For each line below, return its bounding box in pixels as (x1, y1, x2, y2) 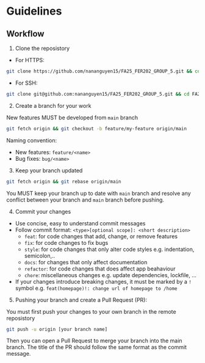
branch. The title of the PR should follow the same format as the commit (6, 344, 187, 351)
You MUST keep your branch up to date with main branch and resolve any (6, 189, 191, 197)
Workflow (6, 29, 45, 39)
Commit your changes (15, 208, 71, 215)
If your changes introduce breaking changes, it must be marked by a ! (15, 278, 192, 285)
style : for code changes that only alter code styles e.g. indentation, (24, 245, 195, 253)
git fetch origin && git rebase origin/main (6, 178, 121, 185)
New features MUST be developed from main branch (6, 114, 138, 121)
